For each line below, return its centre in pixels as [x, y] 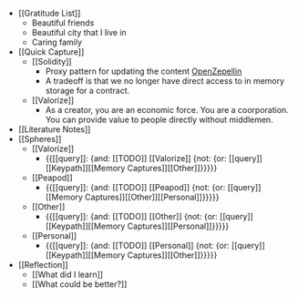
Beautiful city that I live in [79, 32]
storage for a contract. [87, 91]
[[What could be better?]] [79, 284]
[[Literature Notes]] [54, 129]
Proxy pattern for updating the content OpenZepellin [144, 71]
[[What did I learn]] [67, 274]
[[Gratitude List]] [49, 13]
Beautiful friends [63, 23]
